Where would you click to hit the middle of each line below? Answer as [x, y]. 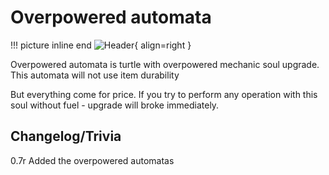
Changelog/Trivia [66, 136]
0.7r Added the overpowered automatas [92, 160]
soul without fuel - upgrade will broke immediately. [115, 105]
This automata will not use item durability [95, 75]
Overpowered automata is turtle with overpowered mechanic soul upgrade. [165, 64]
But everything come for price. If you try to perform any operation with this [164, 94]
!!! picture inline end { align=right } [101, 45]
